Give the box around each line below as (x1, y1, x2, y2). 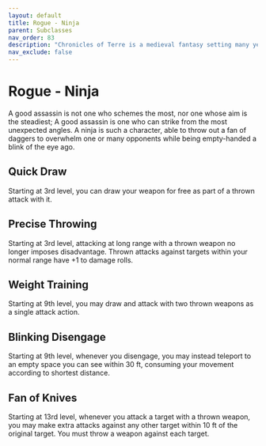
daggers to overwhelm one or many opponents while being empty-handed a (8, 134, 257, 143)
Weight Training (8, 278, 89, 291)
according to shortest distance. (8, 369, 111, 378)
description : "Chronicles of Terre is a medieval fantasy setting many (8, 41, 249, 49)
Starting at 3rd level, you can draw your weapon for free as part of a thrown (8, 186, 255, 195)
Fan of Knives (8, 391, 78, 404)
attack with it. (8, 195, 53, 204)
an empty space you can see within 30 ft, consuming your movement (8, 360, 234, 369)
